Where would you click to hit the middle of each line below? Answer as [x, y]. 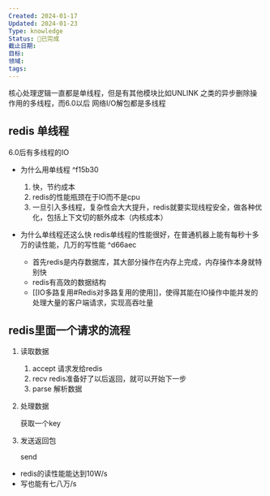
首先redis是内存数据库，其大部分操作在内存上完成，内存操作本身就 [144, 261]
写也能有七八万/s [48, 484]
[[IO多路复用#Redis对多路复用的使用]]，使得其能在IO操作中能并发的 [145, 292]
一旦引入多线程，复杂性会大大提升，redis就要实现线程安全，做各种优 [147, 207]
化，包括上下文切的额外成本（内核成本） [100, 217]
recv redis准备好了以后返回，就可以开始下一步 [109, 379]
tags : [17, 69]
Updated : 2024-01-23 [43, 24]
